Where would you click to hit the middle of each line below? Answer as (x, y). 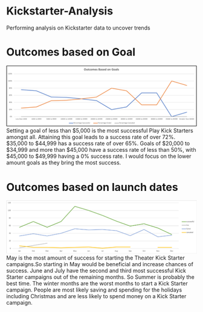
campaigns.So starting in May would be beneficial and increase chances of (100, 264)
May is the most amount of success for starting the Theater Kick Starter (96, 258)
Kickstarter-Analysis (60, 11)
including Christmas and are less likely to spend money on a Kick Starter (96, 296)
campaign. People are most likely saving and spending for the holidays (94, 290)
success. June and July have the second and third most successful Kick (96, 270)
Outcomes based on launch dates (92, 187)
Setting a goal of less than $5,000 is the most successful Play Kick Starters (100, 131)
